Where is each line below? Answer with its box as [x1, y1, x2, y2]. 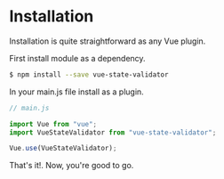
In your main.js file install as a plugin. [9, 86, 144, 97]
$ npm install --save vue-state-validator [9, 69, 169, 79]
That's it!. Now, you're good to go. [9, 160, 134, 171]
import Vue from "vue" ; [9, 119, 98, 128]
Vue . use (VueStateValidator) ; [9, 144, 117, 153]
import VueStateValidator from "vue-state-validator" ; [9, 127, 217, 137]
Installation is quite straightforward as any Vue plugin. [9, 36, 206, 46]
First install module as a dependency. [9, 53, 146, 63]
